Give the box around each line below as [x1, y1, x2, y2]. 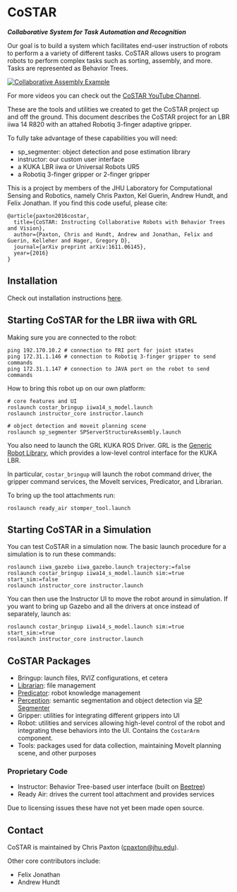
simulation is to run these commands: [7, 550, 116, 559]
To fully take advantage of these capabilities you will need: [7, 134, 178, 142]
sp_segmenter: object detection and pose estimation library [17, 147, 190, 156]
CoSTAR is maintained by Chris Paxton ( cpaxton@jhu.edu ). [7, 843, 179, 852]
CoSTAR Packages [7, 655, 91, 667]
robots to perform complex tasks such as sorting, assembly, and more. [7, 56, 213, 64]
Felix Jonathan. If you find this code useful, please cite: [7, 199, 168, 207]
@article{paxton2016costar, [7, 212, 90, 219]
